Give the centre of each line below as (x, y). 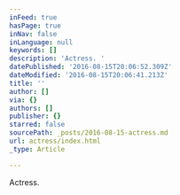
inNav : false (33, 34)
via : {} (23, 100)
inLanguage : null (41, 42)
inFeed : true (33, 17)
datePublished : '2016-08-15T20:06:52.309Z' (91, 67)
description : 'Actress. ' (57, 58)
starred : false (37, 125)
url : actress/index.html (55, 141)
